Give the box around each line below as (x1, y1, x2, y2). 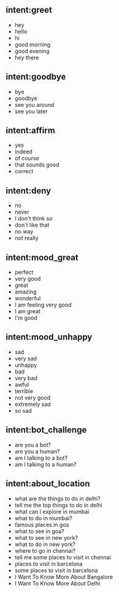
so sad (14, 407, 32, 414)
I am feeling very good (14, 301, 72, 309)
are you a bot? (14, 441, 52, 448)
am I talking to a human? (14, 461, 77, 468)
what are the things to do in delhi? (14, 494, 101, 502)
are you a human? (14, 448, 60, 455)
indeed (14, 148, 33, 155)
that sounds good (14, 161, 60, 168)
